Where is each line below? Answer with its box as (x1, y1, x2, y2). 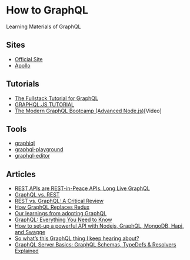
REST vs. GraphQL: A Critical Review (14, 198, 104, 205)
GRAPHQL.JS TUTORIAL (14, 101, 75, 108)
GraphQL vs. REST (14, 191, 60, 198)
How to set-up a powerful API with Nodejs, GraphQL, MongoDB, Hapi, (14, 222, 184, 229)
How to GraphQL (6, 4, 88, 17)
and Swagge (14, 229, 46, 236)
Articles (6, 169, 36, 179)
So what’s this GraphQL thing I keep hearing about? (14, 235, 139, 242)
